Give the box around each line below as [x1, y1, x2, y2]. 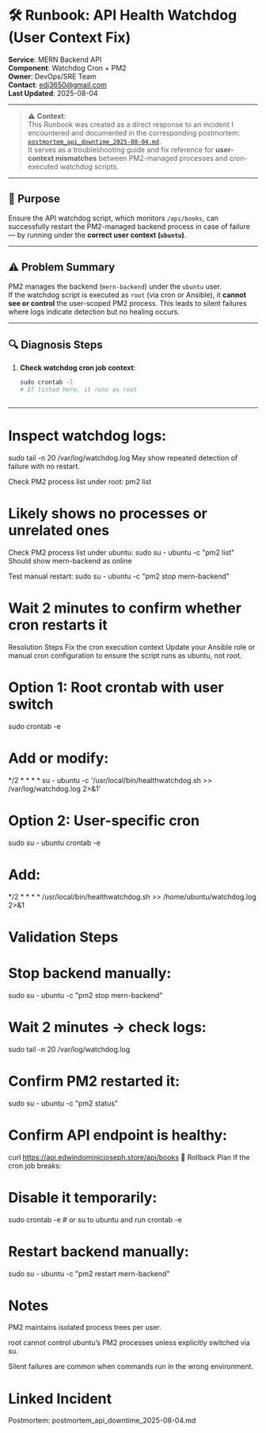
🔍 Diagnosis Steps [8, 338, 103, 351]
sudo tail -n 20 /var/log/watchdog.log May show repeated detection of [8, 453, 238, 463]
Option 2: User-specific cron [8, 812, 200, 829]
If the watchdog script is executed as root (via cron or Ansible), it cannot [8, 290, 247, 300]
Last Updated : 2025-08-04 [8, 88, 98, 97]
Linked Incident [8, 1389, 112, 1408]
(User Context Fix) [8, 29, 131, 47]
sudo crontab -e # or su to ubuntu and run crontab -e [8, 1214, 182, 1225]
